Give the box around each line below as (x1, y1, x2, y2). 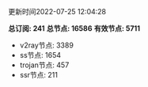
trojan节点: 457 (19, 60, 70, 70)
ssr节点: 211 (19, 70, 58, 79)
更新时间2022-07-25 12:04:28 (8, 7, 107, 16)
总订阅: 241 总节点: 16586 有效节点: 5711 (8, 24, 141, 33)
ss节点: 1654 (19, 51, 62, 59)
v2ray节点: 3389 (19, 40, 74, 50)
